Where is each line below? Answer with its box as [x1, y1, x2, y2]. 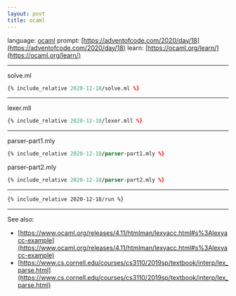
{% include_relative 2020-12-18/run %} [7, 196, 124, 203]
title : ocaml [7, 17, 46, 24]
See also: [7, 215, 34, 223]
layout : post [7, 10, 46, 18]
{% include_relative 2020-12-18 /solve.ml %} [7, 85, 140, 92]
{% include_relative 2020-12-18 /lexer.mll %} [7, 117, 143, 125]
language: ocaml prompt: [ [7, 36, 84, 44]
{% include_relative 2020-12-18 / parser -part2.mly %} [7, 177, 165, 184]
